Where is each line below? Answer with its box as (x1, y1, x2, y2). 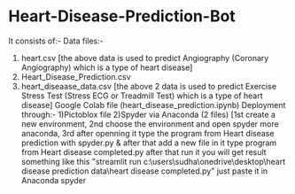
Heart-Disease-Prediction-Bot (8, 6, 236, 27)
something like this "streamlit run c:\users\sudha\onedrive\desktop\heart (20, 156, 286, 167)
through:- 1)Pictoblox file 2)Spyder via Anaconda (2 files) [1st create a (20, 109, 276, 120)
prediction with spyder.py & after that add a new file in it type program (20, 137, 277, 148)
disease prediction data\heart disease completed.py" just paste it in (20, 166, 268, 176)
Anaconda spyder (20, 175, 86, 185)
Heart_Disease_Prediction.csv (20, 71, 131, 81)
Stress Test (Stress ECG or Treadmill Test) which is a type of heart (20, 90, 263, 101)
